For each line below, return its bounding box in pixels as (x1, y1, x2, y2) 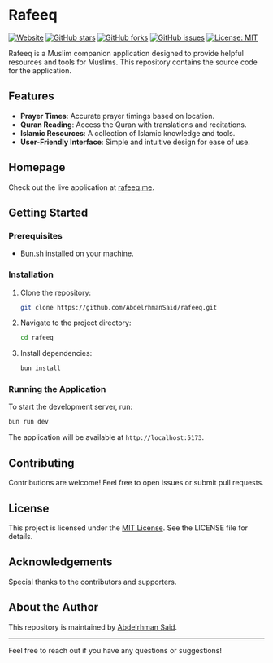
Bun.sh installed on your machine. (19, 248, 134, 258)
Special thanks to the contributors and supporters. (8, 577, 177, 586)
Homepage (8, 160, 66, 174)
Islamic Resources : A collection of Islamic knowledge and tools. (19, 128, 236, 138)
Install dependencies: (19, 349, 93, 358)
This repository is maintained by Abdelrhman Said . (8, 621, 177, 632)
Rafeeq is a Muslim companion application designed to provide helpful (8, 48, 244, 58)
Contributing (8, 456, 75, 470)
